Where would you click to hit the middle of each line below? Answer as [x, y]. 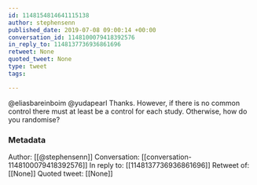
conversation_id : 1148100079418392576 [72, 37]
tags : [17, 74]
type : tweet [28, 67]
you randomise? [34, 119]
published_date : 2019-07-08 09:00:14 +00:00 [82, 30]
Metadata [27, 140]
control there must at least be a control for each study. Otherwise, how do [128, 111]
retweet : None [31, 52]
